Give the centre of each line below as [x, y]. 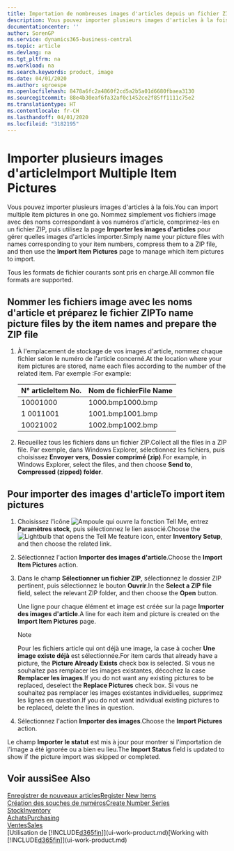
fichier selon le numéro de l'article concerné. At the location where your [119, 359]
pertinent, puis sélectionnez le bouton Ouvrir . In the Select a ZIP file [115, 585]
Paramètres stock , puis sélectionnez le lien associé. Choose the [109, 529]
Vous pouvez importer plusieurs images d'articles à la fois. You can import [113, 207]
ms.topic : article [34, 46]
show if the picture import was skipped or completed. [84, 757]
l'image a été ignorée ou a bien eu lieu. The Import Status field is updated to [116, 749]
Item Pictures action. [48, 565]
